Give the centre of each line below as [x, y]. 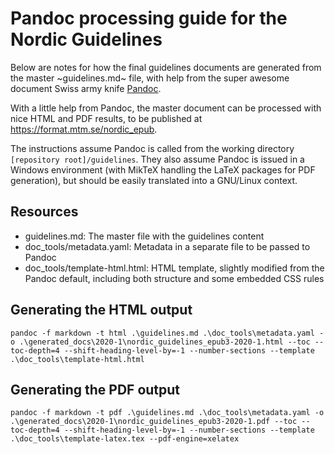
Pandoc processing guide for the [149, 18]
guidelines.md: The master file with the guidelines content [144, 236]
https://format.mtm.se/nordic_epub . [84, 129]
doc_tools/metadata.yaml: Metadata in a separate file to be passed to [167, 246]
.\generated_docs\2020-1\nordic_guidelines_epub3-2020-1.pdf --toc [154, 422]
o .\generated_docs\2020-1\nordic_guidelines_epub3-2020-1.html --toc [160, 342]
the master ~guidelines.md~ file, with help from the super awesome [150, 78]
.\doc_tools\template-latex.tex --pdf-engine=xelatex [125, 439]
